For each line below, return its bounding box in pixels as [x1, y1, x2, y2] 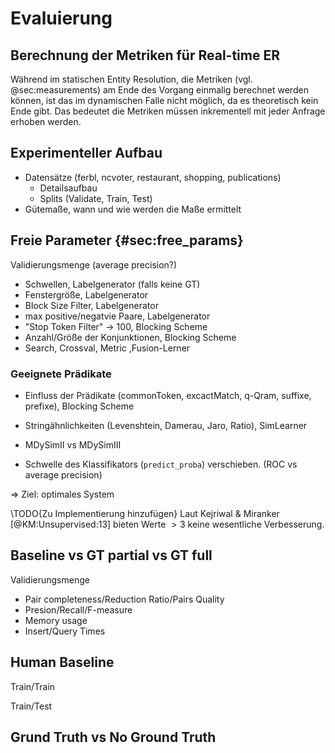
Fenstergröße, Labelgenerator [24, 288, 149, 301]
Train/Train [10, 680, 56, 692]
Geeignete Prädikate [10, 367, 112, 381]
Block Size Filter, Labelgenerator [24, 299, 159, 311]
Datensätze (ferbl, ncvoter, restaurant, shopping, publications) [24, 171, 282, 183]
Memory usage [24, 614, 88, 626]
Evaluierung [10, 7, 113, 30]
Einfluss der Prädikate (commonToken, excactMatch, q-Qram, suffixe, [24, 389, 312, 401]
